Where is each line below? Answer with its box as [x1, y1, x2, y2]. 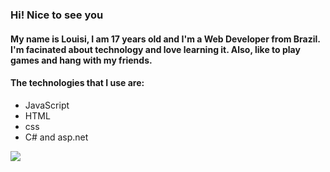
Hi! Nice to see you [10, 8, 104, 22]
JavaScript [24, 99, 70, 111]
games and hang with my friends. [10, 54, 153, 66]
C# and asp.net [24, 131, 89, 143]
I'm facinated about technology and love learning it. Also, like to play [10, 43, 301, 55]
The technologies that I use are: [10, 77, 145, 89]
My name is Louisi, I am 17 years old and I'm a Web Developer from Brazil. [10, 33, 321, 45]
